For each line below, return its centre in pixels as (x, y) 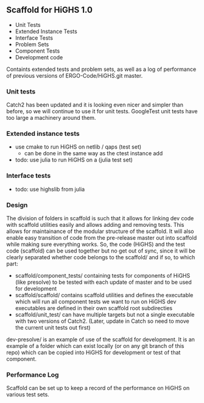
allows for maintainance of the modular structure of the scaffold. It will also (100, 231)
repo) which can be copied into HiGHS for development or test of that (93, 352)
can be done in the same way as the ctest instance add (93, 153)
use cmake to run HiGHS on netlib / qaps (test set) (78, 147)
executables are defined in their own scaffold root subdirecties (94, 308)
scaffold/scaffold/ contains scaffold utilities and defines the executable (104, 295)
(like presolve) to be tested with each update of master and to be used (103, 282)
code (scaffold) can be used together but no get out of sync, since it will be (101, 251)
